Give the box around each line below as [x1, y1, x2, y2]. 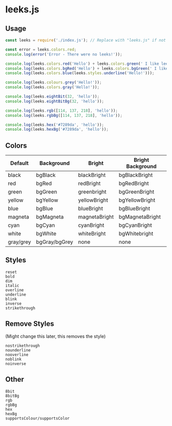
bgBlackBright [118, 171, 153, 179]
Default [10, 159, 29, 167]
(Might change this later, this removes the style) [5, 333, 106, 339]
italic [5, 283, 19, 288]
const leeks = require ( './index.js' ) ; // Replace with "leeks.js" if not [5, 38, 166, 43]
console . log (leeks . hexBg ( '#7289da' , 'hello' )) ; [5, 127, 109, 132]
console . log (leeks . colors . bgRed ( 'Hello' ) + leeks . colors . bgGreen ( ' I [5, 66, 157, 71]
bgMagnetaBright [118, 214, 161, 221]
